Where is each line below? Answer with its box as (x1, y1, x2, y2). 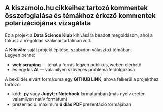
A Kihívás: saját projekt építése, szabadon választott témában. (5, 46, 132, 53)
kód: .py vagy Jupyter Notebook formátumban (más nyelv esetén (12, 90, 146, 97)
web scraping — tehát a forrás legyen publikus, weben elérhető (12, 61, 142, 67)
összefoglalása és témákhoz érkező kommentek (5, 12, 156, 20)
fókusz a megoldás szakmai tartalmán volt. (5, 37, 92, 43)
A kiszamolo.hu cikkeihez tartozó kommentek (5, 4, 148, 12)
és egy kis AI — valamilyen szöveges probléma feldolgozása (12, 67, 135, 72)
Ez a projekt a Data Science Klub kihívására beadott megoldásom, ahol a (5, 32, 153, 38)
